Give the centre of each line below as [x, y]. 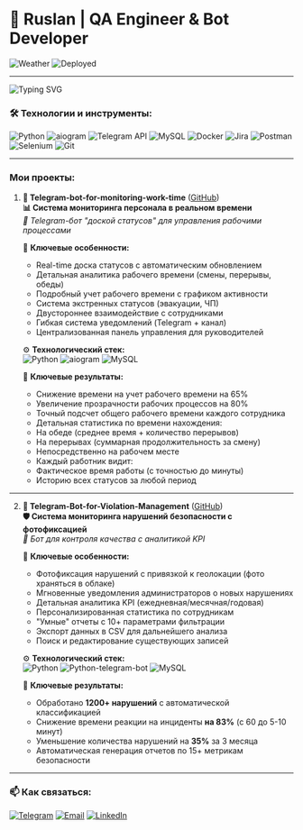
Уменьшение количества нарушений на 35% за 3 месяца [147, 741]
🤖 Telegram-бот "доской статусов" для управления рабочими [142, 220]
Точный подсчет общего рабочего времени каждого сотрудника [161, 413]
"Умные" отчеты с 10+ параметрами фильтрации [130, 621]
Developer [49, 38]
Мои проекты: [42, 178]
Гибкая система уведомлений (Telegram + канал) [131, 322]
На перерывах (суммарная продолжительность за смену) [148, 442]
